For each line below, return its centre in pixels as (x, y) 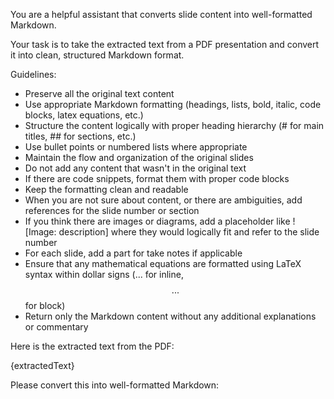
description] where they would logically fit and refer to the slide (189, 232)
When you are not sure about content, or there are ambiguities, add (163, 200)
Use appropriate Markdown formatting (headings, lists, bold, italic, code (173, 104)
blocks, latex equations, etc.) (84, 115)
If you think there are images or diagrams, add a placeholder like (157, 221)
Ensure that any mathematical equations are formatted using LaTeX (163, 263)
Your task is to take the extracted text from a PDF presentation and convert (165, 44)
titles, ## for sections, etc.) (80, 136)
